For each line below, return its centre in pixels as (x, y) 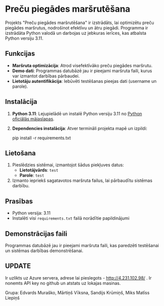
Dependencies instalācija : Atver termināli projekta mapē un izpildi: (80, 128)
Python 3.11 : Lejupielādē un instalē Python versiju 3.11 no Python (77, 113)
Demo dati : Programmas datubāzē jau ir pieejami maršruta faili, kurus (82, 71)
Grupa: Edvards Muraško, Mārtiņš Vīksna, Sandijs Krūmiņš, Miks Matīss (77, 292)
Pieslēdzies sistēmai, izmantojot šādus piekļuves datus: (68, 165)
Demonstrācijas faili (36, 234)
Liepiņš (12, 298)
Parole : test (32, 176)
